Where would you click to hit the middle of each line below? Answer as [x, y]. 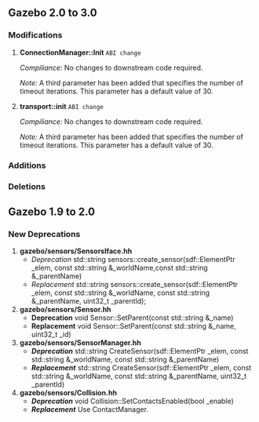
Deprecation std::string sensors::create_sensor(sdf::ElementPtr [133, 260]
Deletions [27, 186]
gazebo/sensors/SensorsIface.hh [76, 251]
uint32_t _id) [51, 335]
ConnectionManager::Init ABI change [80, 52]
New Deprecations [44, 234]
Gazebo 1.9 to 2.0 [52, 211]
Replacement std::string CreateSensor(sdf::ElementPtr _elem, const [141, 368]
